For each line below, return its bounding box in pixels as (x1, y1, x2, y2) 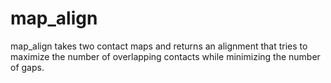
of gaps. (10, 61, 45, 73)
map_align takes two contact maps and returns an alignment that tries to (10, 40, 308, 52)
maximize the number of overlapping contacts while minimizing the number (10, 50, 321, 62)
